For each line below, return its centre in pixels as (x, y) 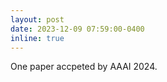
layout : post (37, 19)
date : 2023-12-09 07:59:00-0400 (77, 29)
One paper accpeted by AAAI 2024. (84, 67)
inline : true (37, 38)
